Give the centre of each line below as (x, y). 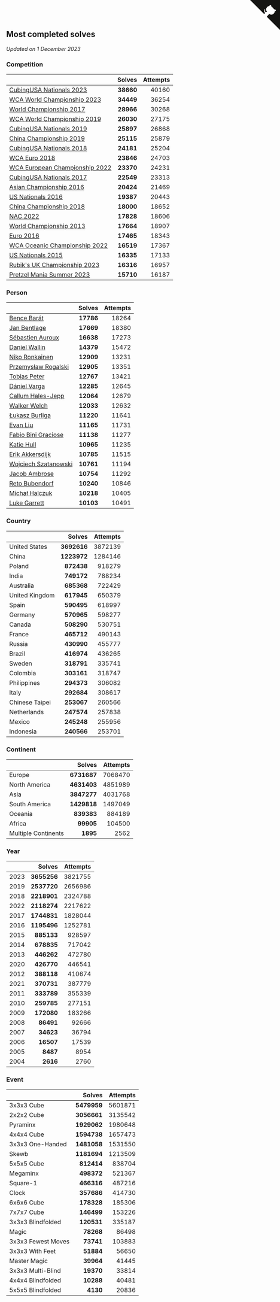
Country (19, 521)
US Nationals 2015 (36, 256)
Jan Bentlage (28, 328)
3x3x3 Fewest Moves (39, 1241)
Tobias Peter (27, 377)
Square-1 (23, 1183)
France (19, 634)
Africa (18, 823)
